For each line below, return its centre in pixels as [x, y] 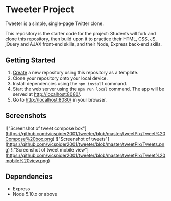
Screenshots [26, 116]
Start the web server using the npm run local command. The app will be [89, 89]
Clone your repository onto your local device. [60, 78]
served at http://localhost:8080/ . [47, 94]
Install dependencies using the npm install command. [70, 83]
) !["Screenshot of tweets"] [81, 139]
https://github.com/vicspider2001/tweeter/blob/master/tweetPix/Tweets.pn [86, 144]
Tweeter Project [40, 9]
